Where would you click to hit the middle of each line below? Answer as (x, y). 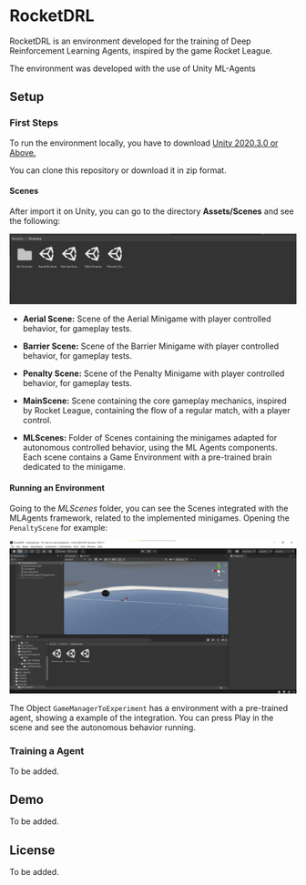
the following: (35, 220)
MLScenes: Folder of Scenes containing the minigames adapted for (150, 438)
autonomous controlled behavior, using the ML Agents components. (150, 448)
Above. (23, 152)
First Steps (34, 123)
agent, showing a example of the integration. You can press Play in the (142, 718)
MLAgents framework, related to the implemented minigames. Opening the (149, 518)
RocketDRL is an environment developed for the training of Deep (131, 41)
